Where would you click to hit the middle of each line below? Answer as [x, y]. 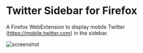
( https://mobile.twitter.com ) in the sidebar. [57, 33]
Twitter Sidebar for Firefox [72, 11]
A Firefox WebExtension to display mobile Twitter [66, 27]
